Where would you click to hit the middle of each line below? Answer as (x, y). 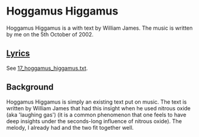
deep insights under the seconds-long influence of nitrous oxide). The (94, 121)
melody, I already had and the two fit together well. (70, 127)
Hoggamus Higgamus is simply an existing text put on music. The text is (97, 102)
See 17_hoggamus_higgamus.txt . (47, 68)
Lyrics (18, 54)
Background (30, 87)
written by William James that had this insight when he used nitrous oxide (99, 108)
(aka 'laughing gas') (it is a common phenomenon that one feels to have (96, 115)
